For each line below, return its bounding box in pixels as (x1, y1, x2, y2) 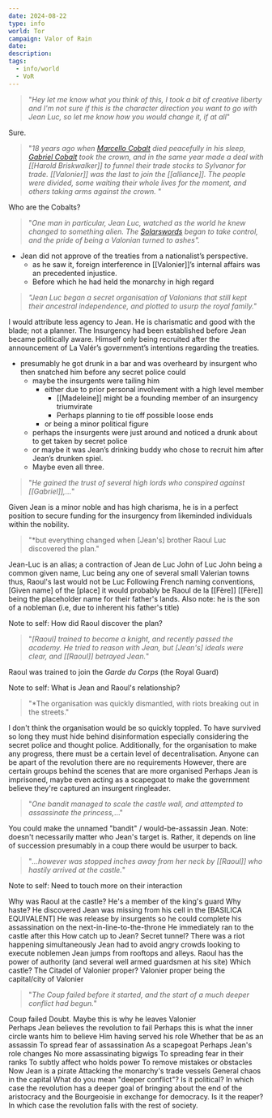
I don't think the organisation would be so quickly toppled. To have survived (8, 723, 261, 732)
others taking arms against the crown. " (28, 186, 162, 196)
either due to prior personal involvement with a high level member (44, 384, 264, 394)
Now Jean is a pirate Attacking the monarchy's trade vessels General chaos (8, 1065, 261, 1076)
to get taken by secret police (32, 436, 128, 446)
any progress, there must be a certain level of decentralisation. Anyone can (8, 749, 259, 758)
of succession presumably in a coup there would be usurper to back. (8, 840, 239, 850)
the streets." (28, 707, 70, 717)
